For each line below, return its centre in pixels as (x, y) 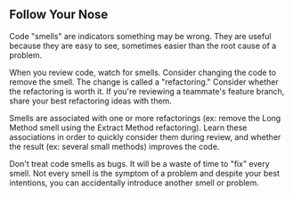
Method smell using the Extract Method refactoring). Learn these (128, 127)
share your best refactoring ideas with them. (90, 101)
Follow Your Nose (59, 15)
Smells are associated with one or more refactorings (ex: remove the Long (145, 118)
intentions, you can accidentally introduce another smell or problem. (134, 183)
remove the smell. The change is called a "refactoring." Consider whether (144, 82)
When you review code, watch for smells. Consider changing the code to (143, 72)
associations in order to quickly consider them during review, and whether (145, 136)
